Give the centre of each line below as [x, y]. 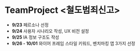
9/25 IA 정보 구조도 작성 [35, 37]
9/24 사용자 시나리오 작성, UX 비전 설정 [50, 31]
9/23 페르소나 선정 [30, 25]
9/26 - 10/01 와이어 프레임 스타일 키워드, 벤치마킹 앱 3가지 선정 [73, 43]
